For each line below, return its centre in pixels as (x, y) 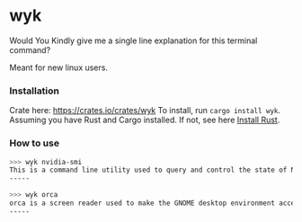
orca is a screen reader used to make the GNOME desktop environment (142, 203)
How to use (35, 143)
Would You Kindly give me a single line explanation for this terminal (133, 40)
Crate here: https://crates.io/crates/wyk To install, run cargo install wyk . (145, 111)
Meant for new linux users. (58, 67)
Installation (35, 91)
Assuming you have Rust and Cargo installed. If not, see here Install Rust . (145, 120)
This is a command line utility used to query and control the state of (148, 170)
